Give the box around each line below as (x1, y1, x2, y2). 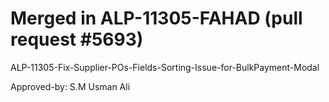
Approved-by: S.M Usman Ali (10, 80, 131, 92)
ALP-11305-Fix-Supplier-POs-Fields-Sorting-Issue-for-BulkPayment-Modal (10, 61, 320, 73)
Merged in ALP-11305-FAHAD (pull (10, 7, 303, 30)
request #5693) (10, 28, 144, 51)
